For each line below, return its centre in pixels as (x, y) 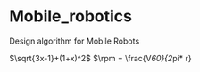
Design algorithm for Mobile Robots (75, 41)
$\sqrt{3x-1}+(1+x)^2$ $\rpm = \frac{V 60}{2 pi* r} (100, 58)
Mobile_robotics (71, 16)
